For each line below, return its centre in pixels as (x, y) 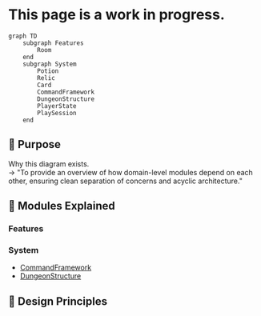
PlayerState (57, 106)
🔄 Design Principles (58, 301)
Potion (48, 71)
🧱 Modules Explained (62, 206)
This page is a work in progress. (117, 15)
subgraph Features (53, 43)
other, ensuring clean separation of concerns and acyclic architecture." (125, 181)
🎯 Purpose (35, 144)
